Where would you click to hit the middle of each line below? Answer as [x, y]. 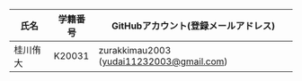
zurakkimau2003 [135, 50]
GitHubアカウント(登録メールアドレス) [193, 26]
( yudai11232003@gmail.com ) [163, 61]
